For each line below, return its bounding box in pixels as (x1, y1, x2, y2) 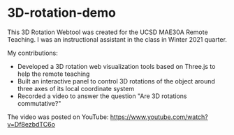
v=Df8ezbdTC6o (7, 120, 56, 128)
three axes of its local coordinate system (17, 84, 135, 93)
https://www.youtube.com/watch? (110, 113, 208, 121)
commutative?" (17, 99, 61, 107)
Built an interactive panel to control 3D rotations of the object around (17, 77, 215, 85)
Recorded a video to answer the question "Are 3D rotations (17, 92, 187, 100)
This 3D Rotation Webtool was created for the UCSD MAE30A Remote (7, 28, 208, 36)
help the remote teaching (17, 70, 90, 78)
